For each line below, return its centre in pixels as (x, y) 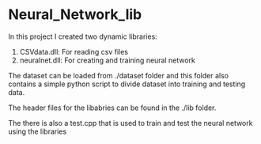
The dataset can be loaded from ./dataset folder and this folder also (119, 75)
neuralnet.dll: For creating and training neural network (108, 60)
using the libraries (38, 131)
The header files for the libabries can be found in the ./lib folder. (112, 108)
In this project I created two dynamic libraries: (83, 36)
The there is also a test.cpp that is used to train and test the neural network (130, 123)
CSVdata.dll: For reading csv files (74, 51)
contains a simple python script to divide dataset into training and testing (127, 84)
